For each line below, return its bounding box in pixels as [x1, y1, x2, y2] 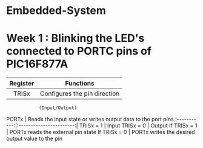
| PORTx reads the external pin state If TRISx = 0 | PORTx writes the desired [6, 129, 195, 136]
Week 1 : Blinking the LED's [6, 32, 145, 45]
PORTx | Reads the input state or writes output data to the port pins [6, 116, 174, 123]
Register [9, 79, 35, 88]
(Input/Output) [38, 105, 78, 111]
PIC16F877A [6, 57, 68, 71]
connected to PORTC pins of [6, 44, 151, 58]
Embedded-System [6, 4, 106, 18]
